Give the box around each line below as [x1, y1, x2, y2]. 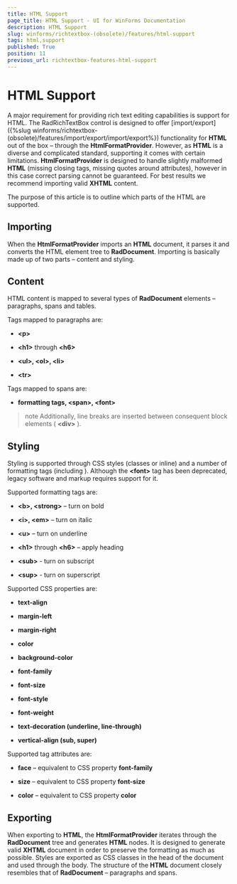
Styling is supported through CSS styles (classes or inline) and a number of [7, 459, 228, 468]
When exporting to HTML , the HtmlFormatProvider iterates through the [7, 830, 217, 839]
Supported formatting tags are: [7, 488, 98, 496]
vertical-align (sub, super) [17, 736, 97, 745]
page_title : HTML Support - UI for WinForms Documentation [7, 17, 186, 24]
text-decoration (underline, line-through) [17, 723, 142, 731]
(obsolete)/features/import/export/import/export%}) [7, 133, 160, 142]
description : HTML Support [7, 23, 87, 31]
